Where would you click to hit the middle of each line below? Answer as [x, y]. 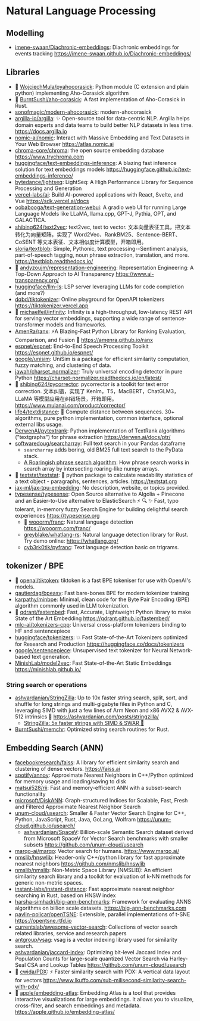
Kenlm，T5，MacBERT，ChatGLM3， [133, 391]
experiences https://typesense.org [57, 515]
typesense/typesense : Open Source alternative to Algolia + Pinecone [99, 494]
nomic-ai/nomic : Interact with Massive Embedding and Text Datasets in [102, 138]
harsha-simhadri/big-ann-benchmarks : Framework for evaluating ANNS [103, 901]
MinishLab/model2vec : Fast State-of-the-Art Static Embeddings [93, 663]
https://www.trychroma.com [49, 157]
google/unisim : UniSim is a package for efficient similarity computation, [102, 359]
